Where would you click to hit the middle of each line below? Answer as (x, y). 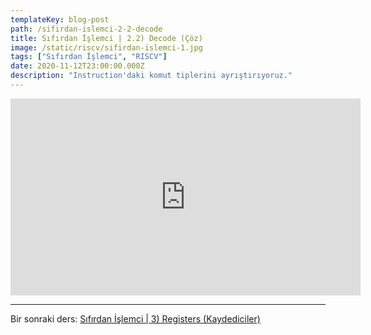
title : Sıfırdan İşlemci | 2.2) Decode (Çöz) (106, 38)
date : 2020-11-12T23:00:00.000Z (77, 66)
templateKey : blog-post (60, 19)
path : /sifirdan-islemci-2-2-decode (86, 29)
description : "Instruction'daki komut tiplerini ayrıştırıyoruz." (151, 76)
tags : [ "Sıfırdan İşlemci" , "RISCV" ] (89, 57)
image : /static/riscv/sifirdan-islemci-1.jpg (106, 47)
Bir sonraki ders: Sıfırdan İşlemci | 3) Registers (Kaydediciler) (135, 318)
